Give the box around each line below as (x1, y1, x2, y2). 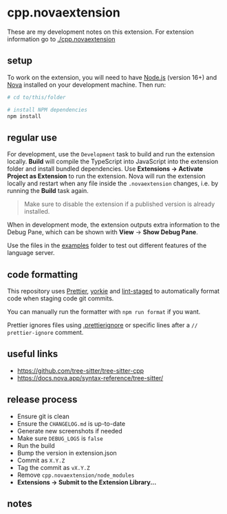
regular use (7, 132, 57, 143)
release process (7, 394, 78, 406)
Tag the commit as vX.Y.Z (17, 463, 91, 471)
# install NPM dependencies (7, 106, 88, 113)
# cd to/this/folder (7, 94, 67, 101)
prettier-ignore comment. (7, 329, 84, 336)
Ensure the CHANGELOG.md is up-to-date (17, 419, 126, 428)
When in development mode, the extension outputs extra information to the (7, 220, 220, 229)
